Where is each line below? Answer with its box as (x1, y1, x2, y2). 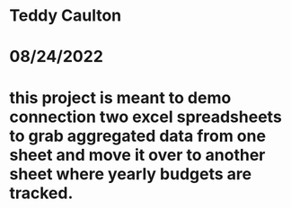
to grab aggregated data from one (9, 126, 267, 146)
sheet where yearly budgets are (9, 163, 252, 184)
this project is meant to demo (9, 87, 232, 108)
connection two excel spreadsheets (9, 107, 283, 126)
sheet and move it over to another (9, 144, 266, 165)
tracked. (9, 183, 74, 203)
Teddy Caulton (9, 5, 122, 26)
